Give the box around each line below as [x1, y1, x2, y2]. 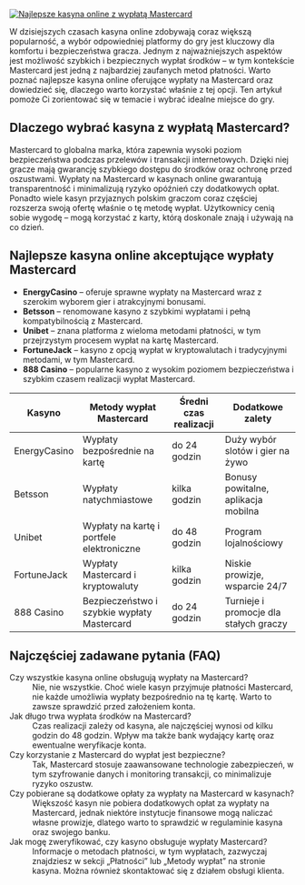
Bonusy [224, 470, 258, 483]
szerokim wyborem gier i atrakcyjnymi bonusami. [22, 296, 206, 307]
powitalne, [224, 482, 270, 495]
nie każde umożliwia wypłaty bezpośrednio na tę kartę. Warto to [32, 691, 272, 702]
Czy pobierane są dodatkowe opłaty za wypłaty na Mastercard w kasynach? [9, 788, 295, 800]
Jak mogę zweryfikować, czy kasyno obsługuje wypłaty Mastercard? [9, 837, 268, 848]
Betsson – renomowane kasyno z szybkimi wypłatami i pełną [22, 306, 251, 317]
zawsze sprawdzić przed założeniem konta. [32, 701, 196, 712]
